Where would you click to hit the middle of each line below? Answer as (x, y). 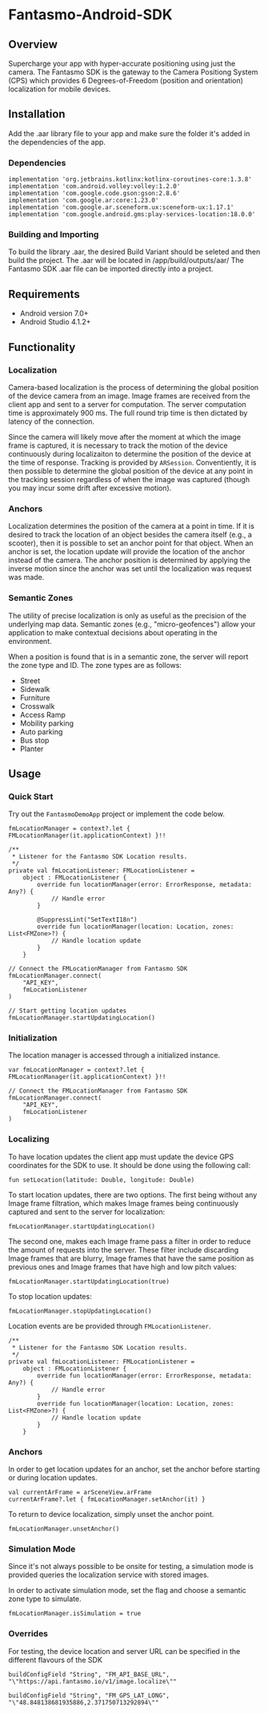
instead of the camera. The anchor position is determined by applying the (129, 560)
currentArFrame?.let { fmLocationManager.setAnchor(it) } (107, 1499)
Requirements (44, 294)
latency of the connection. (51, 421)
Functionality (42, 347)
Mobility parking (47, 723)
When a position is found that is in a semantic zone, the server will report (128, 656)
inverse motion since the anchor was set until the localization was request (130, 569)
